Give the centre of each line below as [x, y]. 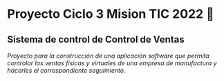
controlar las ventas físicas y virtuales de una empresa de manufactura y [112, 63]
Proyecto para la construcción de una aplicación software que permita [108, 56]
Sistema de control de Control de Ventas [96, 39]
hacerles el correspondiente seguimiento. [66, 70]
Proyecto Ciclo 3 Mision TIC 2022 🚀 [111, 14]
